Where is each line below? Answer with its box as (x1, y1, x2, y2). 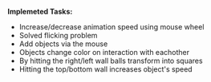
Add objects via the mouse (18, 39, 108, 49)
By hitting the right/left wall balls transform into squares (18, 56, 203, 65)
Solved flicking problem (18, 31, 98, 40)
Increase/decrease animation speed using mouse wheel (18, 22, 205, 31)
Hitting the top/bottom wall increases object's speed (18, 64, 193, 74)
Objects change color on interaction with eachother (18, 48, 190, 57)
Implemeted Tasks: (7, 7, 73, 16)
